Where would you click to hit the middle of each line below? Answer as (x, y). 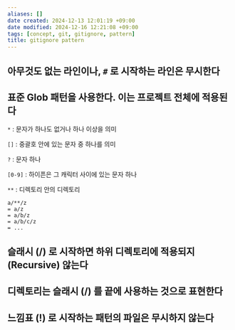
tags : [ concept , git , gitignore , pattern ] (71, 34)
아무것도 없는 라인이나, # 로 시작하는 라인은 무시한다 (114, 71)
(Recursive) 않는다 (48, 265)
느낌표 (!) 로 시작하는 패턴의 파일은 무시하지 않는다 (111, 318)
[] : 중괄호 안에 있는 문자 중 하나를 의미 (62, 144)
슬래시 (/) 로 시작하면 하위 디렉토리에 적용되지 (101, 251)
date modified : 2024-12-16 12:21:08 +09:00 (73, 27)
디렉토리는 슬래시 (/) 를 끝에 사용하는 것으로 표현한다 (115, 291)
